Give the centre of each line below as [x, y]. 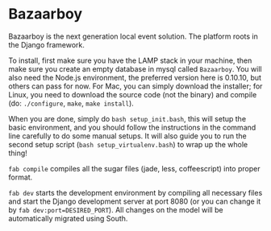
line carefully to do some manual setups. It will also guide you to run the [128, 136]
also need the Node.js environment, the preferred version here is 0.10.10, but [135, 77]
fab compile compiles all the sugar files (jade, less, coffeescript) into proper [134, 168]
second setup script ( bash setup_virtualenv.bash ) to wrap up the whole [128, 144]
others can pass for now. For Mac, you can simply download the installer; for [135, 86]
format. [21, 177]
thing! [18, 153]
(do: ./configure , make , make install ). [71, 103]
